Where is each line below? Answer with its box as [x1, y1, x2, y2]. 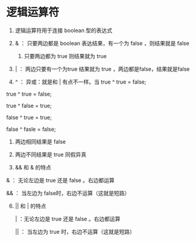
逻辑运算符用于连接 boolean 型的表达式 [14, 27, 113, 34]
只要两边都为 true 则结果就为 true [24, 52, 107, 59]
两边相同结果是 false [14, 137, 66, 145]
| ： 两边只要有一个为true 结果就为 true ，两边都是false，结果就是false [14, 65, 190, 73]
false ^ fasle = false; [6, 125, 56, 133]
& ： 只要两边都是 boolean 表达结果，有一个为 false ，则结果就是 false [14, 39, 190, 47]
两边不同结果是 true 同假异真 [14, 151, 86, 158]
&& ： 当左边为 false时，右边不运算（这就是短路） [6, 189, 130, 197]
